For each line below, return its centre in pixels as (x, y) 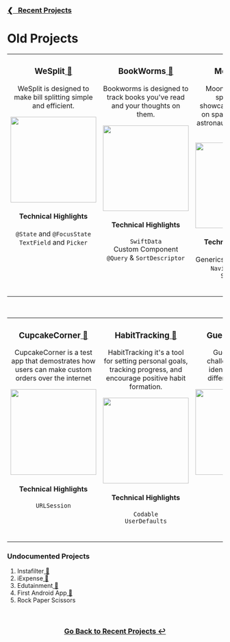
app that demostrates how (53, 361)
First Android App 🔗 (45, 593)
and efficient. (53, 106)
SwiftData (146, 242)
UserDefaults (146, 521)
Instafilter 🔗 (33, 571)
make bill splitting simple (53, 97)
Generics (210, 260)
